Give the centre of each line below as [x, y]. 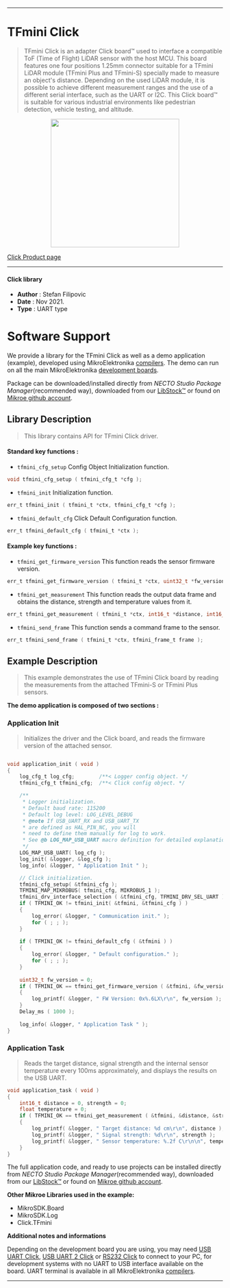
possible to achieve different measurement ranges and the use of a [118, 87]
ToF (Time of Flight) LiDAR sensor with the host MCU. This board [115, 58]
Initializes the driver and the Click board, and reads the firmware [114, 738]
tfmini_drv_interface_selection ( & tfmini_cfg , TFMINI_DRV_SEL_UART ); [124, 897]
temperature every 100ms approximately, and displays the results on [120, 1070]
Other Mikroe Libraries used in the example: [71, 1195]
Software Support [59, 337]
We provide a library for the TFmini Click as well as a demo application [106, 356]
